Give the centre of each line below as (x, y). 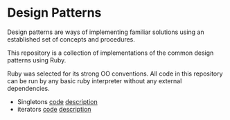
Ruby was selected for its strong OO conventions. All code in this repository (115, 74)
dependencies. (28, 88)
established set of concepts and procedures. (71, 39)
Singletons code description (57, 101)
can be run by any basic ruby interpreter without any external (95, 80)
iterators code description (54, 109)
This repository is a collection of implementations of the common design (110, 53)
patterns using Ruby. (37, 60)
